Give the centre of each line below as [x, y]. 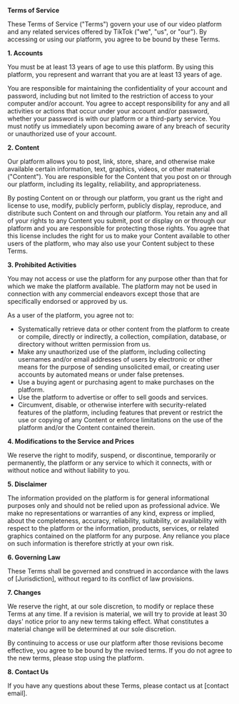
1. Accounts [25, 53]
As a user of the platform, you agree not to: [71, 315]
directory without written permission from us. [84, 344]
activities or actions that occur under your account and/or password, [108, 111]
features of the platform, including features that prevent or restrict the [120, 412]
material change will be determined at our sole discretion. [92, 629]
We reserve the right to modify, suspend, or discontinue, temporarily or [112, 455]
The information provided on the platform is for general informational [108, 498]
